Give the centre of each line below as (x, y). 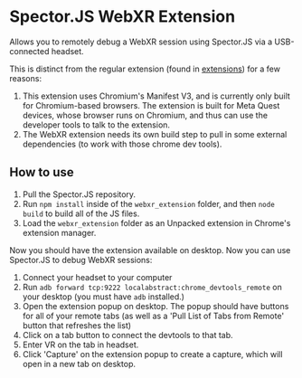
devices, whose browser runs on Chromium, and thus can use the (145, 115)
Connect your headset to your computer (97, 277)
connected (29, 51)
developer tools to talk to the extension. (96, 125)
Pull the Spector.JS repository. (79, 194)
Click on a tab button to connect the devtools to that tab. (127, 335)
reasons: (26, 78)
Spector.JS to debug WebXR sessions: (81, 260)
